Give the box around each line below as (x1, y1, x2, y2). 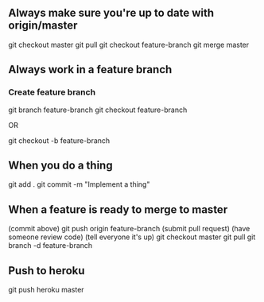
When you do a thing (8, 158, 113, 172)
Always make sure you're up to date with (8, 6, 215, 20)
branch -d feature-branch (8, 241, 93, 250)
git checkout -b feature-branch (8, 135, 111, 145)
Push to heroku (8, 264, 85, 277)
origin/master (8, 19, 78, 33)
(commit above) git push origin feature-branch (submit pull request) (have (8, 224, 250, 234)
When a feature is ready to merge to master (8, 203, 228, 216)
